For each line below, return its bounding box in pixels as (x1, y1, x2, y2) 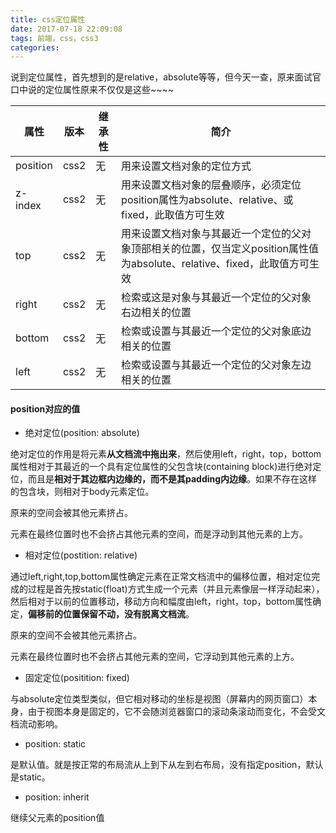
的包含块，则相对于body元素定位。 (10, 486, 155, 498)
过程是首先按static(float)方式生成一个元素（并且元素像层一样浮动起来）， (27, 583, 325, 595)
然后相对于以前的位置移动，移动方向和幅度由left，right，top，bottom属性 (10, 596, 313, 608)
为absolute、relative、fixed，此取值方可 (121, 257, 310, 271)
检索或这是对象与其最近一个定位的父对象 (121, 291, 312, 305)
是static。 (10, 771, 51, 783)
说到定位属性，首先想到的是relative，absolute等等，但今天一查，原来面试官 (10, 71, 322, 83)
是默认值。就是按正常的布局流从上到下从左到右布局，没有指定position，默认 (10, 759, 324, 771)
